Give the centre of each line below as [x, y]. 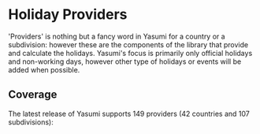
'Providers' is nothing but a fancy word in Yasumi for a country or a [117, 36]
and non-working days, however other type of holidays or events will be [125, 61]
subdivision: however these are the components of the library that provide [128, 44]
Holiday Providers [68, 15]
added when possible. [44, 69]
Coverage [33, 95]
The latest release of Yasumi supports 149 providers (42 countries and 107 [129, 114]
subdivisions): [31, 122]
